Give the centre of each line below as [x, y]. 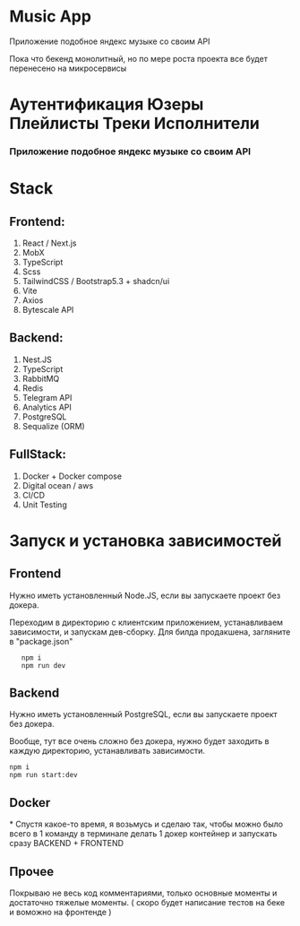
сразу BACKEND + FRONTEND [66, 844]
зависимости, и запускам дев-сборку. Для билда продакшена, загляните [150, 632]
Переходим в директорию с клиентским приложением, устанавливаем [146, 622]
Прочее [32, 871]
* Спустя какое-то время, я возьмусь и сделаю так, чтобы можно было [146, 824]
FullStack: [38, 454]
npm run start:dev [43, 775]
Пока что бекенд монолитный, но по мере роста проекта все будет [139, 58]
